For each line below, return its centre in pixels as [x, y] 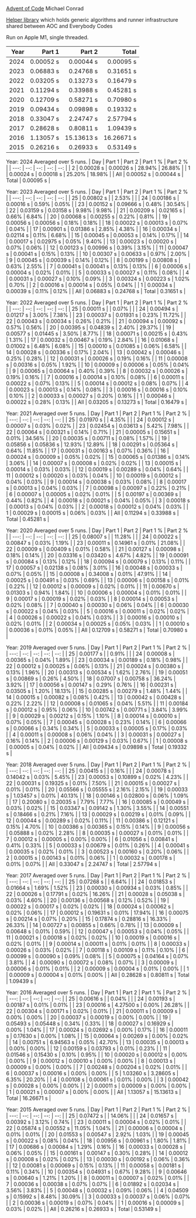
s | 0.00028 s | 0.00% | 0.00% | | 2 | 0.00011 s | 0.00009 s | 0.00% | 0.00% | [98, 1086]
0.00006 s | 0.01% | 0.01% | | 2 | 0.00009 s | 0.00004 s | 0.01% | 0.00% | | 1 [97, 969]
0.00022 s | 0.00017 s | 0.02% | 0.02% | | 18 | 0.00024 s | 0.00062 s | [90, 906]
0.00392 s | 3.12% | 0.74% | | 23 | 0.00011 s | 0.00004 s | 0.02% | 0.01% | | [96, 1122]
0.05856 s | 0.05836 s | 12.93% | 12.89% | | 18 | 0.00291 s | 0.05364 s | [92, 445]
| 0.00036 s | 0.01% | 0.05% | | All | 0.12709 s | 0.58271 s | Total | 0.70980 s [97, 630]
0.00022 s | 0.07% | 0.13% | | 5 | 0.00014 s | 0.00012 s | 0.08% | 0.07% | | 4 [97, 383]
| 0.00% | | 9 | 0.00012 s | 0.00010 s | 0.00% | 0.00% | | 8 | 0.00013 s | [91, 1061]
